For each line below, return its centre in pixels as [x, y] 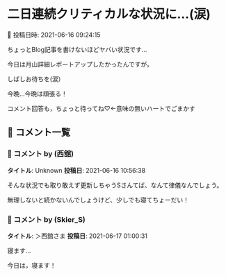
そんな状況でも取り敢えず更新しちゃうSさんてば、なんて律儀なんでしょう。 [115, 185]
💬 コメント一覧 [39, 132]
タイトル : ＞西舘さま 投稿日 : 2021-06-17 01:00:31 [78, 236]
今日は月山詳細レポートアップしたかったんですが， [80, 64]
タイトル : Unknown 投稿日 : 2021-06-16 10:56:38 [76, 170]
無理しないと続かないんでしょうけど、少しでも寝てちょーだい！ [98, 200]
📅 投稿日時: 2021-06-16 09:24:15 [54, 35]
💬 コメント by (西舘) [41, 154]
